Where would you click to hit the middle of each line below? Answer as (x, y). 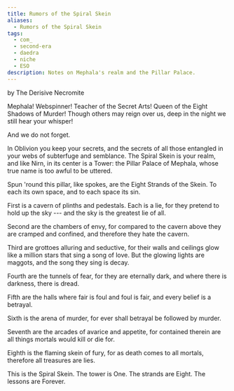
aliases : (20, 20)
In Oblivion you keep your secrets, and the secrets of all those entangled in (115, 148)
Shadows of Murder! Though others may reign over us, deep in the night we (117, 114)
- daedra (26, 53)
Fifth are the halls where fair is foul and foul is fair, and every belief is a (109, 297)
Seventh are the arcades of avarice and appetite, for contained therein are (114, 331)
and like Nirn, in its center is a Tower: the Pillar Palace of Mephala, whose (113, 163)
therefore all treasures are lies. (51, 360)
